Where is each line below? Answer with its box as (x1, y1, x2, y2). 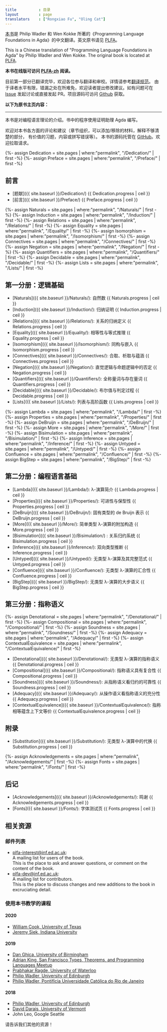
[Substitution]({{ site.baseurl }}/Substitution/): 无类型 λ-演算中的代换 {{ (12, 738, 158, 744)
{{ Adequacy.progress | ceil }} (12, 696, 74, 702)
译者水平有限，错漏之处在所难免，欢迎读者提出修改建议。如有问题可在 (9, 85, 153, 91)
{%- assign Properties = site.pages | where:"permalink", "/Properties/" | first (5, 414, 162, 420)
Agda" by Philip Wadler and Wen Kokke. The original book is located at (5, 52, 150, 58)
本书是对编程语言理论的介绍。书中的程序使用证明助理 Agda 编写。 (5, 117, 141, 123)
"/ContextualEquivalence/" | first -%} (5, 645, 81, 651)
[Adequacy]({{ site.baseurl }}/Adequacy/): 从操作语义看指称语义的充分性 (12, 690, 161, 696)
